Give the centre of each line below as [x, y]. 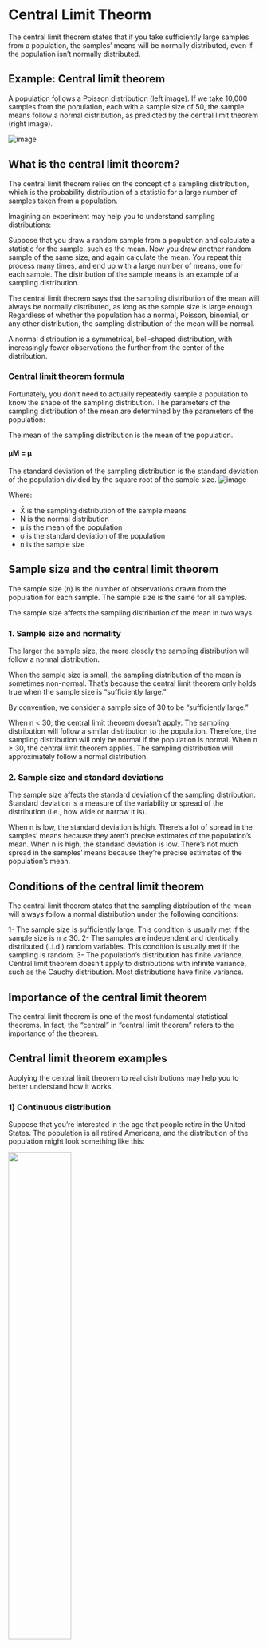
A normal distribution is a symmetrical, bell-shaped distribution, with [120, 339]
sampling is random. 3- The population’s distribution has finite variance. [126, 955]
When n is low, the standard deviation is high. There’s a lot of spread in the [130, 827]
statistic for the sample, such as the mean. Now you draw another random [130, 249]
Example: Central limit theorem [87, 79]
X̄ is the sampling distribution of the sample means [103, 511]
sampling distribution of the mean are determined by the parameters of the [131, 411]
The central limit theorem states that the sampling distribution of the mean [130, 906]
